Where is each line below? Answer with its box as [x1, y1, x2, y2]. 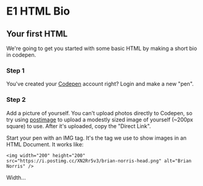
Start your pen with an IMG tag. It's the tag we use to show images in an [6, 134, 187, 141]
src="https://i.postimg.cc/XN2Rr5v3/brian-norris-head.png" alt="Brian [6, 157, 191, 164]
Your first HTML [6, 29, 68, 39]
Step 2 [6, 96, 26, 104]
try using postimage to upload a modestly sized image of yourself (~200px [6, 116, 193, 123]
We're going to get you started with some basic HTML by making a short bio [6, 45, 198, 52]
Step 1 [6, 66, 25, 74]
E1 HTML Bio [6, 4, 71, 18]
